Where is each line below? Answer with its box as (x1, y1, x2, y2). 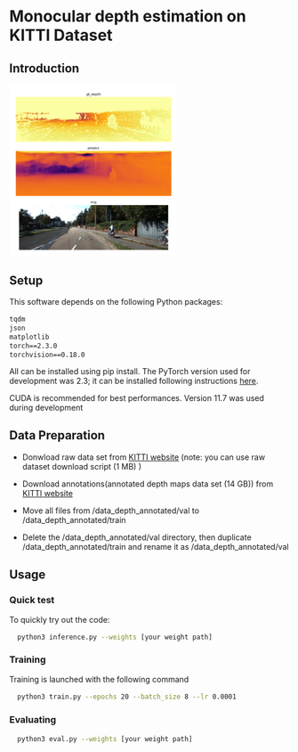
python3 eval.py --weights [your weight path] (17, 734, 193, 743)
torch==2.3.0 (9, 341, 58, 351)
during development (9, 403, 84, 413)
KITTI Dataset (9, 25, 113, 45)
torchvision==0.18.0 (9, 350, 86, 360)
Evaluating (9, 713, 57, 725)
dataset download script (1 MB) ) (21, 461, 142, 471)
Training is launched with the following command (9, 674, 189, 684)
